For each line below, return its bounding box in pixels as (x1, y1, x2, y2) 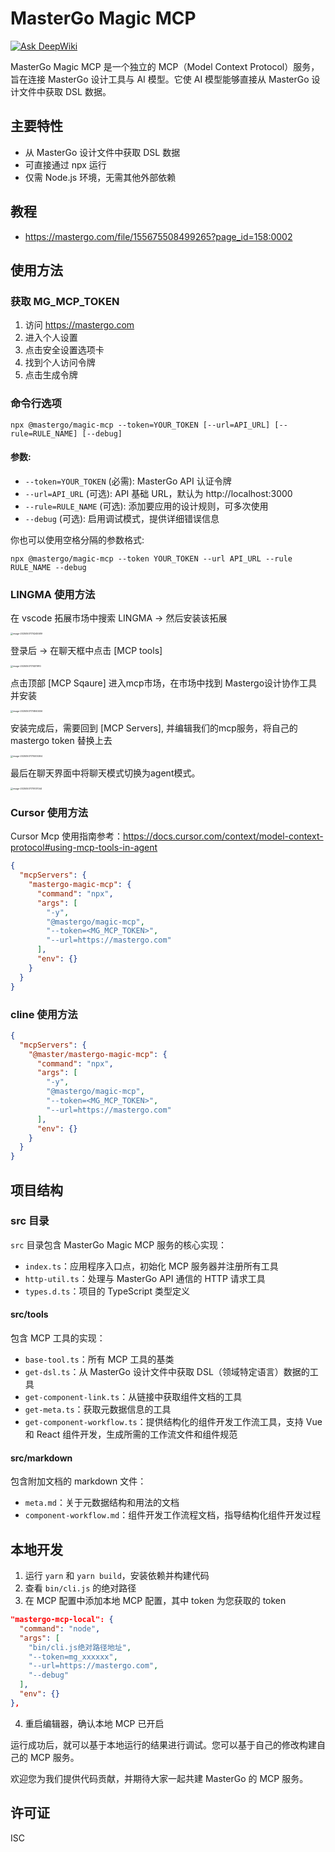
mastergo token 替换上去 (10, 735, 113, 747)
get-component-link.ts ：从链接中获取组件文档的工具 (24, 1391, 243, 1403)
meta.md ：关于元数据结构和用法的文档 (24, 1497, 180, 1509)
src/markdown (10, 1452, 73, 1464)
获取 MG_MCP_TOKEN (10, 294, 120, 308)
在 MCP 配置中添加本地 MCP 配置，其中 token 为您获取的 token (24, 1595, 287, 1607)
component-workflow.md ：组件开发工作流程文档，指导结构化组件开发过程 (24, 1509, 322, 1521)
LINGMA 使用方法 (10, 587, 96, 601)
